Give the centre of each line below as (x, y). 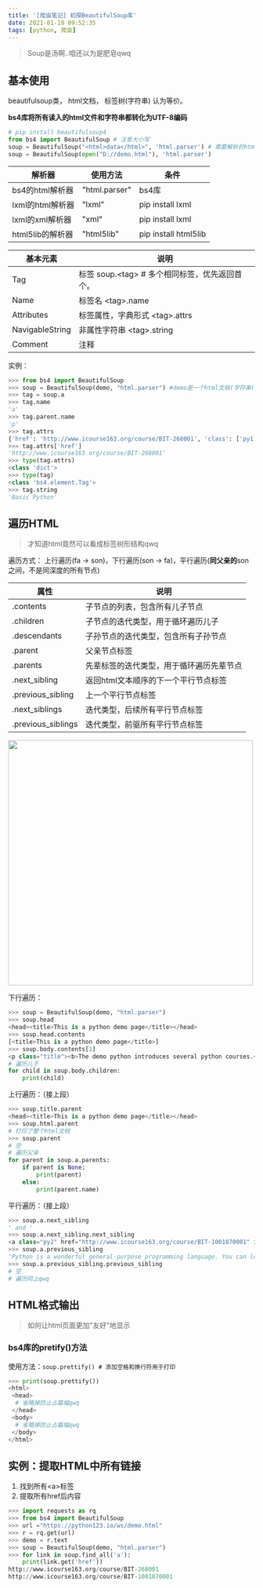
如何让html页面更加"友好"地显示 (79, 1325)
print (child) (43, 1079)
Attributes (30, 315)
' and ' (21, 1228)
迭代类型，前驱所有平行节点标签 (144, 725)
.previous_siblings (45, 725)
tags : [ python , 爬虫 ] (42, 30)
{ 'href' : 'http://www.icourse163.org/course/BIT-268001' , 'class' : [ (124, 439)
